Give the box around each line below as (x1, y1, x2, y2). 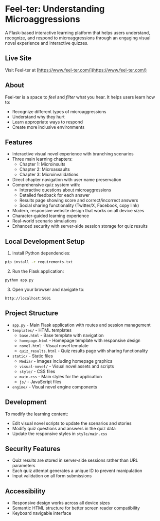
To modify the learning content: (5, 411, 68, 417)
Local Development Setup (5, 237, 85, 246)
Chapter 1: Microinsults (19, 161, 66, 167)
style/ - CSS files (19, 368, 55, 374)
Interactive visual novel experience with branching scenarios (12, 151, 134, 157)
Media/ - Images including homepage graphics (19, 358, 113, 364)
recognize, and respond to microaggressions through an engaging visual (5, 35, 151, 41)
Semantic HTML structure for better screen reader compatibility (12, 505, 140, 511)
